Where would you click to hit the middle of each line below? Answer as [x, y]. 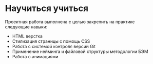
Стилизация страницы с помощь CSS [51, 41]
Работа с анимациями [35, 56]
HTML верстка [27, 36]
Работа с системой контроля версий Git [54, 46]
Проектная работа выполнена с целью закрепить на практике [70, 22]
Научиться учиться [47, 8]
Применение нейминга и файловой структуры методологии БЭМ [80, 51]
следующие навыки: [26, 26]
